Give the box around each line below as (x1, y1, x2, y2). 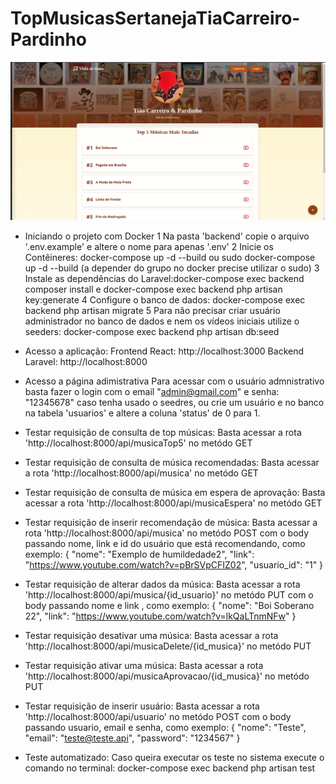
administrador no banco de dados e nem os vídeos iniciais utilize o (24, 315, 300, 327)
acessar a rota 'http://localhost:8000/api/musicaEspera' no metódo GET (24, 497, 323, 509)
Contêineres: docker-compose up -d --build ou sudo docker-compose (24, 252, 316, 264)
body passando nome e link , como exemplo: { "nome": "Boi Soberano (24, 600, 315, 612)
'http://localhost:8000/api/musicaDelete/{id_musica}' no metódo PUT (24, 640, 312, 652)
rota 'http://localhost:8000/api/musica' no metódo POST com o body (24, 527, 310, 539)
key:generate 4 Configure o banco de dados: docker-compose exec (24, 294, 306, 306)
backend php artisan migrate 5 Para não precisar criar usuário (24, 305, 281, 317)
